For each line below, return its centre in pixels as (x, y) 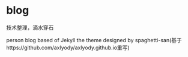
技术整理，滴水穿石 (30, 27)
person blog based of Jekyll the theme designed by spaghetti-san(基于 (94, 40)
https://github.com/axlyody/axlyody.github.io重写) (68, 47)
